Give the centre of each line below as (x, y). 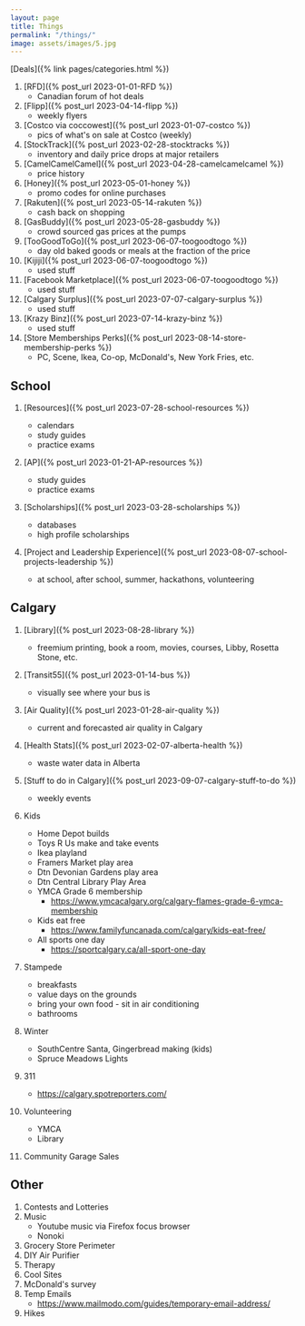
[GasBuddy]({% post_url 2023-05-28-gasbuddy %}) (122, 222)
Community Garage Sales (71, 1156)
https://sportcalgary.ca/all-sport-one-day (128, 949)
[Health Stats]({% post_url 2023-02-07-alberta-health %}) (133, 745)
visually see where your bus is (93, 692)
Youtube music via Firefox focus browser (113, 1226)
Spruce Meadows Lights (83, 1058)
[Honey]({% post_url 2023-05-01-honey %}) (107, 184)
